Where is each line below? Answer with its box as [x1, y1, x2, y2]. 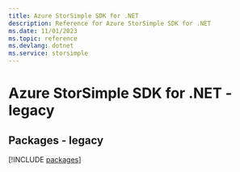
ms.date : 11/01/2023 [8, 27, 78, 35]
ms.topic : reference [8, 34, 78, 43]
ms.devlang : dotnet [8, 42, 74, 50]
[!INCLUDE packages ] [8, 155, 82, 164]
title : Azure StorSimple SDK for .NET [8, 11, 139, 20]
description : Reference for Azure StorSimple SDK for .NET [8, 19, 212, 27]
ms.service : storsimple [8, 49, 89, 57]
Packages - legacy [8, 133, 103, 147]
